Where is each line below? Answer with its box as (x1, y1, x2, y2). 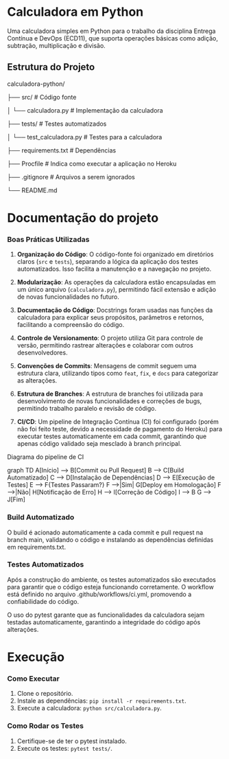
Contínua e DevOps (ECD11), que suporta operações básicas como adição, (7, 34, 218, 42)
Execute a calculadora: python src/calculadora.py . (16, 704, 162, 712)
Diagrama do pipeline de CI (7, 453, 84, 461)
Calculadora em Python (7, 4, 144, 20)
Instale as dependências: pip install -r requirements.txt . (16, 696, 186, 705)
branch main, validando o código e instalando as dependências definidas (7, 535, 214, 543)
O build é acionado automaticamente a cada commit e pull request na (7, 528, 204, 536)
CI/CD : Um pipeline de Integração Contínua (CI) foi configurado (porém (16, 418, 219, 426)
